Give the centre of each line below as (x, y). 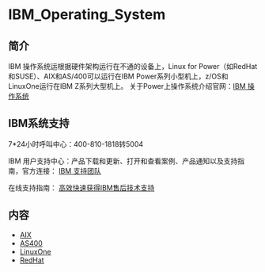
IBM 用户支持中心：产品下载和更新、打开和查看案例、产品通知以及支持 (123, 161)
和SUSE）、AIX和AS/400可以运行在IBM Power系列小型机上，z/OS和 (118, 76)
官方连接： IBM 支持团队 (61, 170)
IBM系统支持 (39, 123)
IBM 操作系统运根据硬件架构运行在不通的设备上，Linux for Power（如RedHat (133, 66)
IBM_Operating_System (87, 15)
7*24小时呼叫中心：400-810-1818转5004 (76, 144)
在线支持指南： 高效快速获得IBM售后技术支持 (81, 187)
